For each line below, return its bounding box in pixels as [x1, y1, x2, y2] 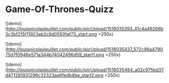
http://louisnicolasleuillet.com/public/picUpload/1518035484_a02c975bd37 [7, 67, 164, 73]
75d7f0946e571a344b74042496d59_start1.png [5, 52, 105, 58]
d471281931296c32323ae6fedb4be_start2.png [5, 72, 104, 78]
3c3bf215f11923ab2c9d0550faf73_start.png [5, 31, 97, 37]
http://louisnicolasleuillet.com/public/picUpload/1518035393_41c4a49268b [7, 25, 164, 31]
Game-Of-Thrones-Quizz [5, 4, 114, 15]
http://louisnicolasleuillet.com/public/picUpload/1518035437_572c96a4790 [7, 46, 163, 52]
